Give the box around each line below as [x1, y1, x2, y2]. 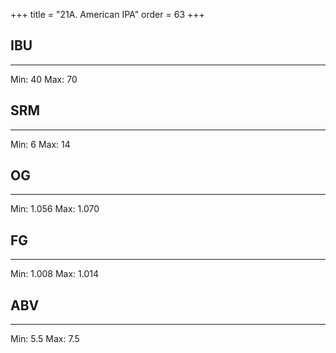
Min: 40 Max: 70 [10, 73, 78, 85]
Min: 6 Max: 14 [10, 138, 71, 150]
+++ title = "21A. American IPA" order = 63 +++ [10, 9, 205, 20]
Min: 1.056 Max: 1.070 [10, 203, 100, 215]
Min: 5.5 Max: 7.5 [10, 333, 80, 345]
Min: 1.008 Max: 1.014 [10, 268, 99, 280]
